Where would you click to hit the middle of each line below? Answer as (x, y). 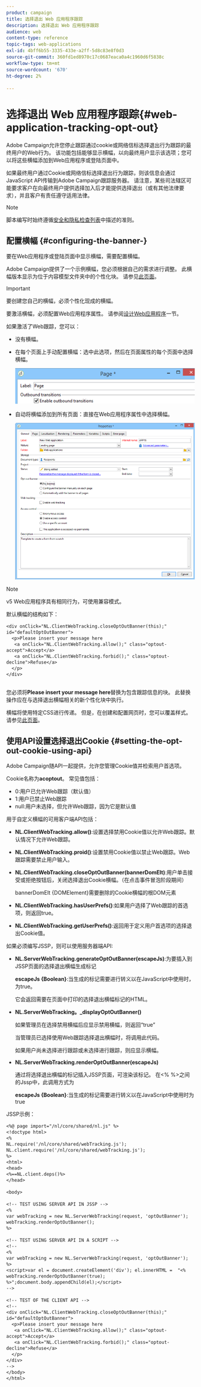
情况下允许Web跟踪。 (47, 839)
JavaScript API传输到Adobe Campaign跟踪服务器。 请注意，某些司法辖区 (96, 181)
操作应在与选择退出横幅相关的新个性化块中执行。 (66, 700)
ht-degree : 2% (24, 76)
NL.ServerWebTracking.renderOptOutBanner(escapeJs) (87, 1062)
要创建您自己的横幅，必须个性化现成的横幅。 (61, 301)
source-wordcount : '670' (37, 70)
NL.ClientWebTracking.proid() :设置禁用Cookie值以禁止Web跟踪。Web (102, 852)
